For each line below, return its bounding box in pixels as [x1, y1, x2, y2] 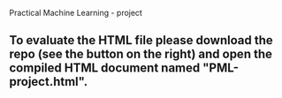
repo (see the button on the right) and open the [9, 47, 272, 62]
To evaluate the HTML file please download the [9, 33, 274, 48]
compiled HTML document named [9, 61, 201, 76]
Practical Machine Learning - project [9, 8, 143, 18]
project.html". [9, 74, 88, 89]
